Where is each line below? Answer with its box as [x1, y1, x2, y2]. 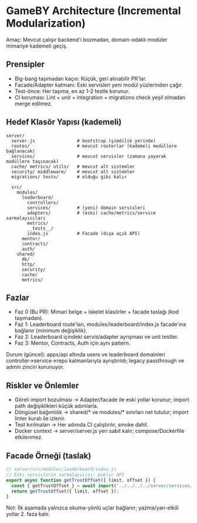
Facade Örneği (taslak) [6, 451, 91, 461]
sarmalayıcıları [6, 215, 46, 221]
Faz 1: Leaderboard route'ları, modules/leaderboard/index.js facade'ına [14, 321, 186, 328]
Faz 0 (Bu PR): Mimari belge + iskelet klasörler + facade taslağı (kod [14, 308, 179, 315]
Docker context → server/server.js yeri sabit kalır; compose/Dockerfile [14, 428, 185, 435]
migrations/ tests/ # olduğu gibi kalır [11, 174, 127, 180]
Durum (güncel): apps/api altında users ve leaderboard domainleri [6, 351, 165, 358]
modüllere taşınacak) [6, 158, 59, 164]
